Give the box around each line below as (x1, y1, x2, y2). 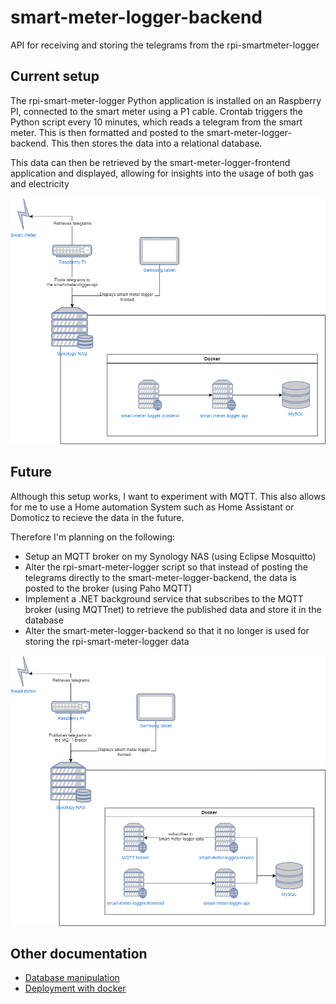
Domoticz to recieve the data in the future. (10, 511, 185, 523)
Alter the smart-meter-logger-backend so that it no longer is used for (24, 624, 310, 636)
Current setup (10, 68, 100, 85)
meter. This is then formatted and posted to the (10, 126, 205, 138)
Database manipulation (24, 972, 120, 984)
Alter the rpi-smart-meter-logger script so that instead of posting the (24, 561, 309, 573)
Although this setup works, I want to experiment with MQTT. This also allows (10, 490, 326, 502)
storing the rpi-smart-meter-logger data (24, 635, 190, 647)
